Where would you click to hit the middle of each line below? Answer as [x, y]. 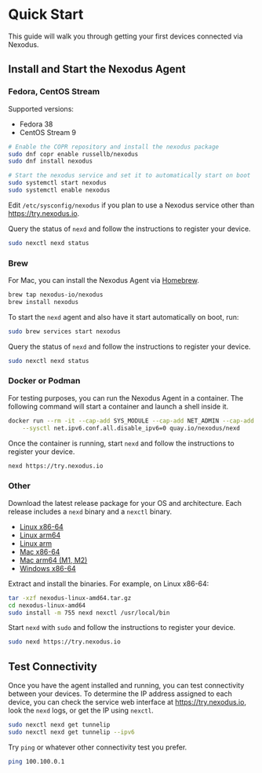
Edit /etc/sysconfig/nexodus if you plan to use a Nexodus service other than [131, 205]
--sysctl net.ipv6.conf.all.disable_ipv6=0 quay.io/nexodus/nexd [131, 428]
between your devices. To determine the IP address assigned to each [120, 694]
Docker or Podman [44, 381]
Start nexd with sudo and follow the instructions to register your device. [122, 628]
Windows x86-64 [47, 568]
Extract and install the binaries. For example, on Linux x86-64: [109, 584]
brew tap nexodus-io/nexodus [56, 295]
